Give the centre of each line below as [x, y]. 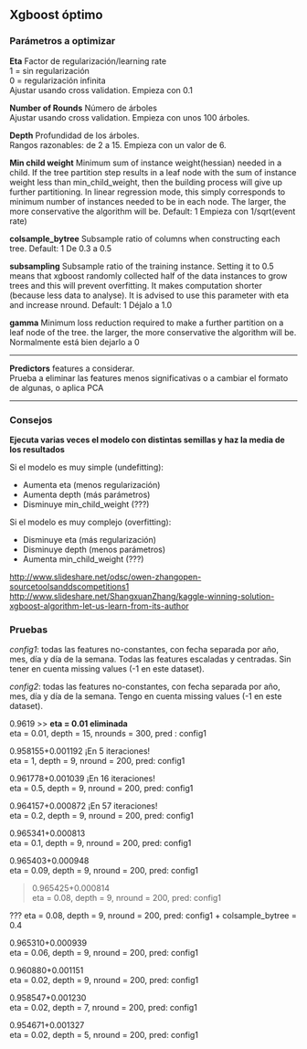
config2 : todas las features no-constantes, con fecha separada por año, [145, 687]
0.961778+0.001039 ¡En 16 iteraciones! [82, 779]
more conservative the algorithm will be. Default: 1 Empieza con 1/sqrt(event [153, 211]
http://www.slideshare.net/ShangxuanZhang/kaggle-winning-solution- [142, 596]
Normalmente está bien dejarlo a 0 [74, 342]
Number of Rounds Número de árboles [84, 108]
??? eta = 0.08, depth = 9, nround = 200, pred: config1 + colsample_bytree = [153, 916]
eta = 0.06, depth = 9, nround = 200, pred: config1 [104, 953]
